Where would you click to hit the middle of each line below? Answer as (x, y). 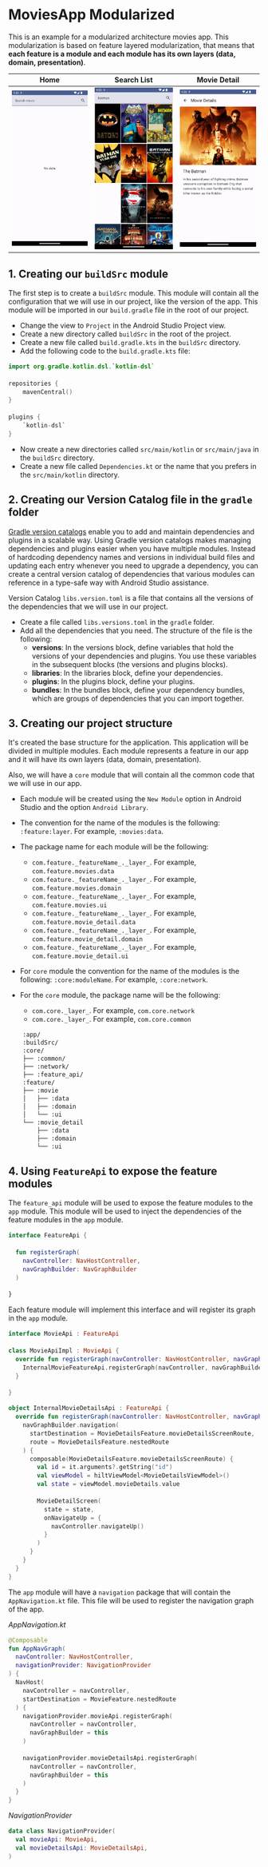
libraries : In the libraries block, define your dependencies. (127, 673)
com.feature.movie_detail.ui (80, 956)
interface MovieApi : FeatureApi (64, 1334)
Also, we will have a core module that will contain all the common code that (132, 775)
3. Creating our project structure (91, 723)
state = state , (69, 1509)
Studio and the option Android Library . (84, 808)
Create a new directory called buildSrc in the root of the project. (125, 334)
